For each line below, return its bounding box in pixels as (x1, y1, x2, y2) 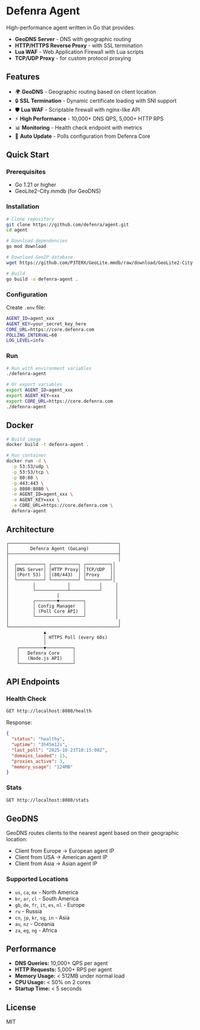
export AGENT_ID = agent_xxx (6, 387, 73, 393)
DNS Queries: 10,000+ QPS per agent (14, 960, 108, 967)
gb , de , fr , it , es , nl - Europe (14, 901, 85, 908)
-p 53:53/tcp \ (11, 469, 49, 475)
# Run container (6, 453, 46, 459)
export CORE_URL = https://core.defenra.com (6, 398, 113, 404)
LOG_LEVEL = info (6, 337, 44, 344)
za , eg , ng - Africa (14, 927, 58, 934)
